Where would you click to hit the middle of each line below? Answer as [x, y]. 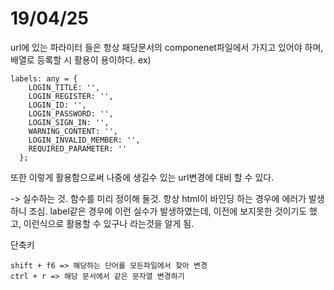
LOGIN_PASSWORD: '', [71, 113]
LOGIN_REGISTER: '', [71, 96]
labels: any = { [44, 78]
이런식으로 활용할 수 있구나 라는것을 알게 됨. [109, 223]
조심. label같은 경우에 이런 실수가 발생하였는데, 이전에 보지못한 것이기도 [168, 211]
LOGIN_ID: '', [57, 105]
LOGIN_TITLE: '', [64, 87]
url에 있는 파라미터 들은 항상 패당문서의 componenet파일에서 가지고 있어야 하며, [167, 47]
